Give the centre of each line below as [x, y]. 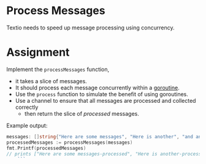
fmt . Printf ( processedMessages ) [46, 148]
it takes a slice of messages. [51, 81]
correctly [27, 107]
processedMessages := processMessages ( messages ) [70, 142]
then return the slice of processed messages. [82, 113]
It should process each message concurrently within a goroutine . [97, 88]
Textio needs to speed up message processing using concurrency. [90, 28]
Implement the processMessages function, [58, 69]
